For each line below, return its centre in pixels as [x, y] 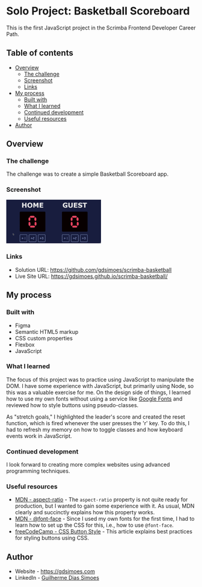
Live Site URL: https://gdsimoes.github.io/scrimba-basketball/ [91, 276]
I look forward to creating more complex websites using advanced [88, 465]
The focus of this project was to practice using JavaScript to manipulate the [100, 380]
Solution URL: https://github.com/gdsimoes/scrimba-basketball [93, 269]
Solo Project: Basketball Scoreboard [98, 11]
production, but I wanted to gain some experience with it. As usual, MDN [105, 506]
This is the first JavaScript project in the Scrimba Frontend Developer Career [101, 28]
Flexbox [25, 345]
